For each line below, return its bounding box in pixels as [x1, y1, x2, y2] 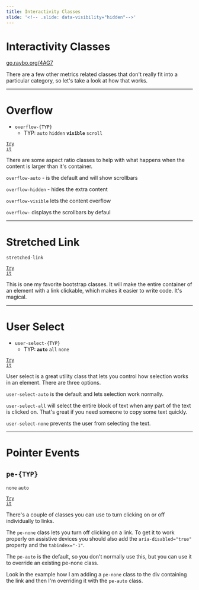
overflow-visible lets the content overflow [6, 197, 111, 205]
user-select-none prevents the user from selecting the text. [6, 420, 151, 427]
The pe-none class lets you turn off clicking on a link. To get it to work [6, 529, 175, 536]
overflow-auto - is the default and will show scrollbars [6, 175, 138, 182]
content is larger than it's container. [6, 163, 93, 170]
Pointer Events [6, 446, 80, 460]
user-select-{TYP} [14, 341, 60, 347]
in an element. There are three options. [6, 379, 101, 386]
